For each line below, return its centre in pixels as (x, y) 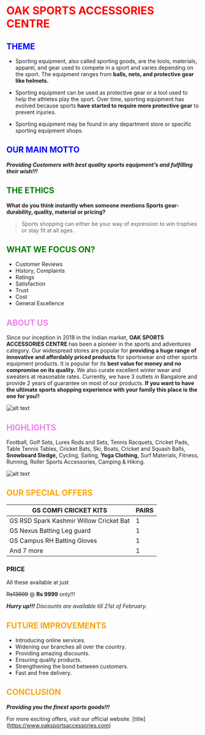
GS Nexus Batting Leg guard (50, 531)
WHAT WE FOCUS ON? (51, 250)
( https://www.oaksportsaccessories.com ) (59, 725)
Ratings (25, 278)
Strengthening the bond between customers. (72, 666)
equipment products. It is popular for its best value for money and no (94, 364)
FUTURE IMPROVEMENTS (57, 625)
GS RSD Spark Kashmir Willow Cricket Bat (70, 521)
